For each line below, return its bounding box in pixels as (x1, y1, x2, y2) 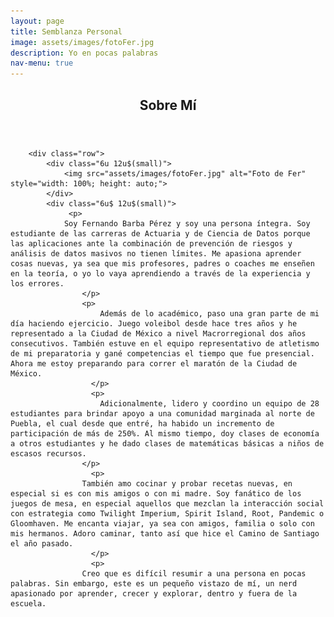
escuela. (10, 598, 47, 609)
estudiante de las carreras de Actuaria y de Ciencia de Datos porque (10, 228, 311, 239)
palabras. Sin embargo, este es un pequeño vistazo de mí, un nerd (10, 578, 298, 589)
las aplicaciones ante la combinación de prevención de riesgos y (10, 238, 293, 249)
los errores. (10, 278, 65, 289)
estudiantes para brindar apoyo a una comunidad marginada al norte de (10, 408, 315, 419)
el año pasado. (10, 538, 74, 549)
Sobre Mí (139, 96, 197, 114)
